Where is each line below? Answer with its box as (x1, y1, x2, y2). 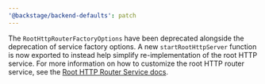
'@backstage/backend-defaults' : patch (8, 11, 136, 20)
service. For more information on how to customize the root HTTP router (8, 59, 244, 68)
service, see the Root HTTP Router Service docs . (8, 67, 169, 76)
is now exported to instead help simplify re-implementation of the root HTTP (8, 50, 258, 59)
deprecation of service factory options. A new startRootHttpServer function (8, 41, 257, 52)
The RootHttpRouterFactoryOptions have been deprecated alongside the (8, 33, 244, 43)
